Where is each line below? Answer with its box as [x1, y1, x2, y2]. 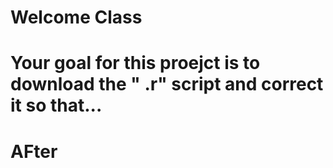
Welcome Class [10, 6, 143, 29]
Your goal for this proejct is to [10, 52, 261, 75]
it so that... [10, 94, 103, 117]
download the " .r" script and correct [10, 73, 324, 96]
